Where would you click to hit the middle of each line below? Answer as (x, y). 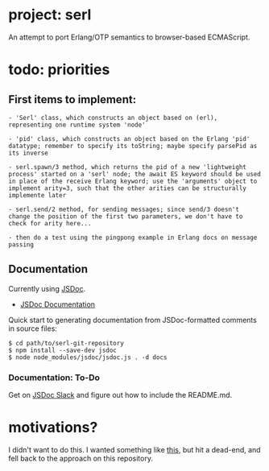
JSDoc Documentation (57, 304)
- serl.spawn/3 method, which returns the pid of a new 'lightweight (128, 167)
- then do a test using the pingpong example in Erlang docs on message (133, 238)
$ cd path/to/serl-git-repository (66, 343)
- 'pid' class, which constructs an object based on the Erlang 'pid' (129, 138)
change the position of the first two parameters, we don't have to (126, 216)
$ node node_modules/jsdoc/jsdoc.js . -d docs (88, 357)
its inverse (28, 153)
